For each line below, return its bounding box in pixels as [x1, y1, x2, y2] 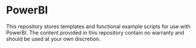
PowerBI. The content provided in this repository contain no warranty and [6, 29, 184, 36]
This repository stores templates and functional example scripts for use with [6, 23, 191, 30]
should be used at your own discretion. [6, 35, 101, 42]
